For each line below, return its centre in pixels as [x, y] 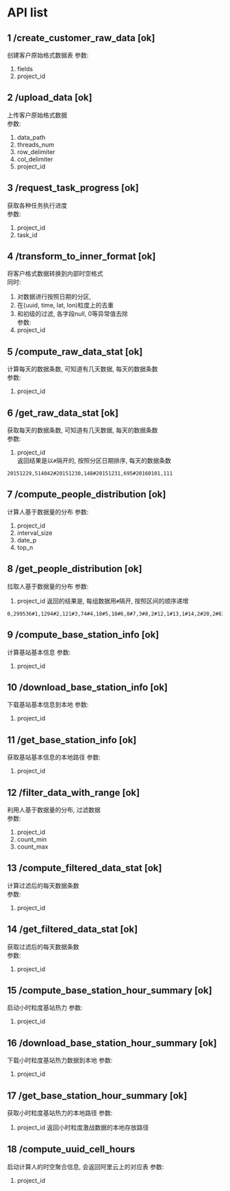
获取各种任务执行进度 [37, 205]
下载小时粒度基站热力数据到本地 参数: [60, 1060]
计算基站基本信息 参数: [39, 652]
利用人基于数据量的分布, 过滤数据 [54, 810]
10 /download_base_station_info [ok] [87, 687]
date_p [27, 540]
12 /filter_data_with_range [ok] [74, 792]
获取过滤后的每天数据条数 [43, 946]
